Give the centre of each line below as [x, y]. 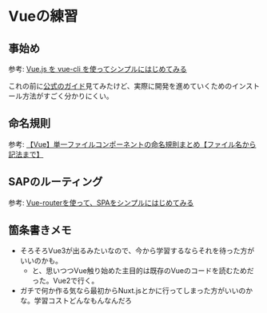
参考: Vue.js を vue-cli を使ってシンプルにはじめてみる [98, 69]
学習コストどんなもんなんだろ [83, 301]
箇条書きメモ [40, 230]
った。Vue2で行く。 [65, 281]
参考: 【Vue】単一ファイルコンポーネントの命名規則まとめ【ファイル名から [132, 144]
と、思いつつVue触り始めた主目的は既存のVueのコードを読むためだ [143, 271]
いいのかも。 [41, 261]
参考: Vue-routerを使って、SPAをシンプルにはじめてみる [101, 202]
